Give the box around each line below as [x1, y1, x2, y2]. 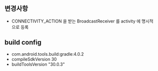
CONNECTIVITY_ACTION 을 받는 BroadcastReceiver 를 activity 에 [11, 18, 141, 24]
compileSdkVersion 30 [11, 56, 57, 62]
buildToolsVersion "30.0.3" [11, 61, 65, 67]
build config [4, 38, 42, 47]
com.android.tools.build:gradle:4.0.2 [11, 51, 84, 57]
